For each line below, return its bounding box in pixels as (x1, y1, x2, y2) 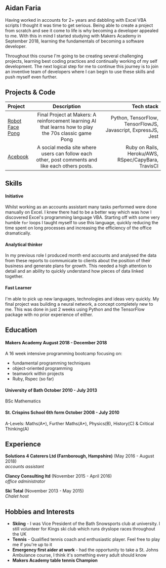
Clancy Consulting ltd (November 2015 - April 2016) (5, 473, 112, 479)
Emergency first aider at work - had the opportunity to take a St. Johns (12, 547, 159, 553)
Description (52, 103, 81, 110)
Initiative (5, 193, 24, 199)
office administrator (5, 479, 45, 485)
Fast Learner (5, 285, 32, 291)
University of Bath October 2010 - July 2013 (5, 387, 97, 393)
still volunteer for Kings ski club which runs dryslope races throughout (12, 526, 156, 532)
